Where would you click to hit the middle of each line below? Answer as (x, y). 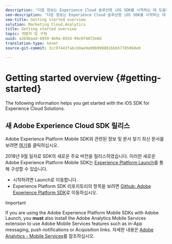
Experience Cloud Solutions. (35, 108)
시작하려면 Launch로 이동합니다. (45, 180)
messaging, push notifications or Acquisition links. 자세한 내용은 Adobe (79, 230)
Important (16, 203)
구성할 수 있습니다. (29, 169)
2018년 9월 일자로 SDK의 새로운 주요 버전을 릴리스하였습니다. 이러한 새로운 (81, 156)
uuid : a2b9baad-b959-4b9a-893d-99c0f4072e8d (53, 39)
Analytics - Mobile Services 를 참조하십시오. (50, 236)
